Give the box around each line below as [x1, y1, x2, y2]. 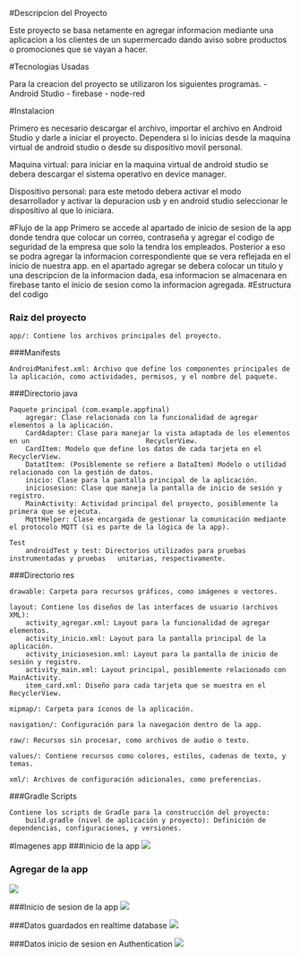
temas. [9, 760, 34, 769]
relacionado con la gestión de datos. [9, 468, 154, 477]
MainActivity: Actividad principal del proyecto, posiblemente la [25, 499, 279, 508]
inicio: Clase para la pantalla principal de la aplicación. [25, 476, 258, 485]
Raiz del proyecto [9, 311, 87, 323]
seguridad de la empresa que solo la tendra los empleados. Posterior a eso [9, 242, 286, 252]
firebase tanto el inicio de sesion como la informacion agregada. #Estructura [9, 279, 292, 290]
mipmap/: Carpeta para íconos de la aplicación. [9, 704, 194, 714]
